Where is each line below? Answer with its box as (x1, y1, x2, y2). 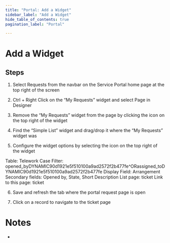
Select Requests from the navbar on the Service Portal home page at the (12, 82, 165, 88)
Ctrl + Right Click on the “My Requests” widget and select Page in (12, 97, 151, 103)
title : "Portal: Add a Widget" (5, 7, 72, 13)
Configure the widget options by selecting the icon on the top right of (12, 143, 158, 149)
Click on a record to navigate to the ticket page (12, 199, 111, 205)
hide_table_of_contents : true (5, 17, 70, 22)
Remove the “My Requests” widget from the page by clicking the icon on (12, 112, 165, 118)
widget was (12, 133, 37, 139)
